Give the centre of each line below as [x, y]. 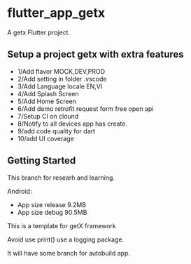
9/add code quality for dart [56, 131]
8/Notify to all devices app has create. [72, 124]
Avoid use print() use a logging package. [66, 239]
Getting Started [42, 160]
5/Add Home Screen [47, 101]
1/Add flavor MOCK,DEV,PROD [61, 71]
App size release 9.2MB [51, 204]
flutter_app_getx [56, 13]
